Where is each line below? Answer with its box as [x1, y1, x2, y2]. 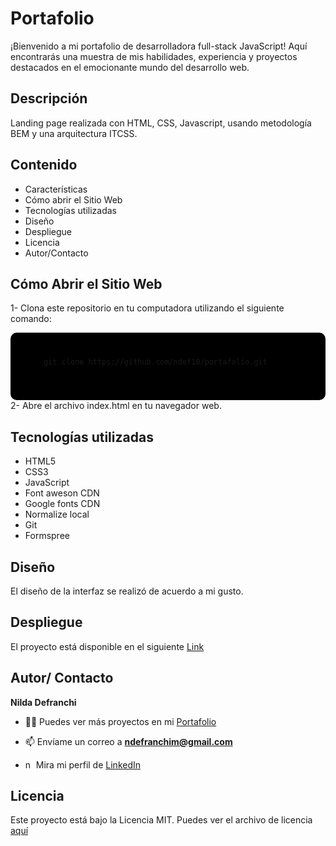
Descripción [10, 90, 88, 107]
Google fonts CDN [24, 498, 101, 510]
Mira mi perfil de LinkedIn [35, 758, 142, 771]
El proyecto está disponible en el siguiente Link [10, 640, 205, 652]
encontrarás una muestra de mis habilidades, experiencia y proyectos [10, 50, 298, 62]
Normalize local [24, 508, 90, 521]
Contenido [10, 157, 78, 174]
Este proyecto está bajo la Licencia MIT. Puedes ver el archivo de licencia [10, 814, 313, 826]
